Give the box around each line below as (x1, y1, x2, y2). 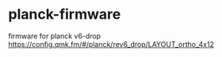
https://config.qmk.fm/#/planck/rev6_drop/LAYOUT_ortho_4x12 (8, 39, 214, 48)
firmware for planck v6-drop (8, 31, 101, 41)
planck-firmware (8, 5, 121, 23)
